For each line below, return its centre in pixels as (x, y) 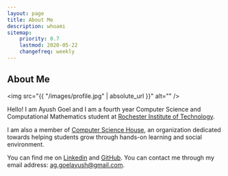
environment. (26, 144)
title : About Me (30, 20)
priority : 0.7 (39, 39)
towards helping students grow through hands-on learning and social (104, 137)
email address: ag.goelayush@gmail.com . (66, 164)
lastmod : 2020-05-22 (49, 45)
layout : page (26, 13)
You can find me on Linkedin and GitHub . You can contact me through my (111, 158)
